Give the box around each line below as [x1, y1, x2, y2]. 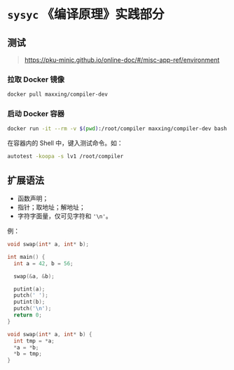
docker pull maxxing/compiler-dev [7, 91, 109, 98]
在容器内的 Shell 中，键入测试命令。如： [7, 139, 124, 148]
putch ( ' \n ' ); [13, 305, 52, 312]
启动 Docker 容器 [7, 109, 65, 119]
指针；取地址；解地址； [17, 203, 85, 212]
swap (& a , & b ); [13, 272, 55, 280]
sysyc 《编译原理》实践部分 [7, 6, 165, 23]
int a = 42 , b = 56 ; [13, 260, 74, 267]
